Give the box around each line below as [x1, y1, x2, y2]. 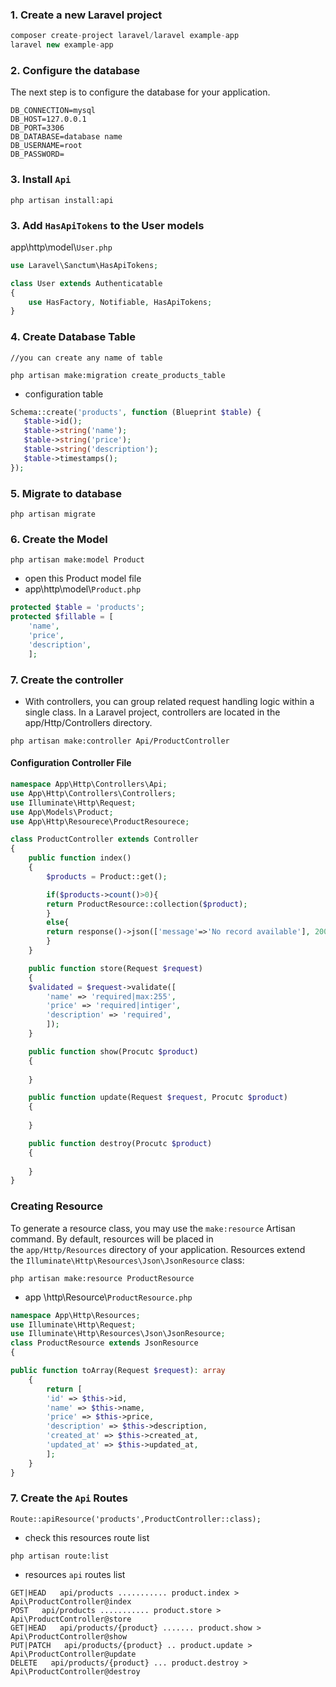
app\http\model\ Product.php [24, 583, 142, 595]
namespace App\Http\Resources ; [10, 1310, 141, 1320]
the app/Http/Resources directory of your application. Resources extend [10, 1243, 306, 1255]
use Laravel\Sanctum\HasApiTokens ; [10, 260, 159, 270]
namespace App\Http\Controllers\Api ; [10, 779, 168, 790]
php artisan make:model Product [10, 555, 145, 565]
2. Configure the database [10, 63, 141, 77]
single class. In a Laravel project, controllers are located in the [24, 706, 281, 718]
